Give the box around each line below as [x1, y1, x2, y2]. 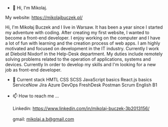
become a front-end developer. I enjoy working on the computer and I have [5, 35, 160, 41]
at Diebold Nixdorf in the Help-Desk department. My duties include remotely [5, 51, 163, 57]
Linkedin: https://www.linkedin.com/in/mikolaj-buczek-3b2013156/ [12, 105, 150, 111]
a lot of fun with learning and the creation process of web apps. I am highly [5, 40, 160, 46]
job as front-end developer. [5, 67, 62, 73]
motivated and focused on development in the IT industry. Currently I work [5, 46, 159, 51]
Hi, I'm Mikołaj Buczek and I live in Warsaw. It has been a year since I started [5, 24, 163, 30]
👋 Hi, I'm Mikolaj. [12, 5, 48, 11]
